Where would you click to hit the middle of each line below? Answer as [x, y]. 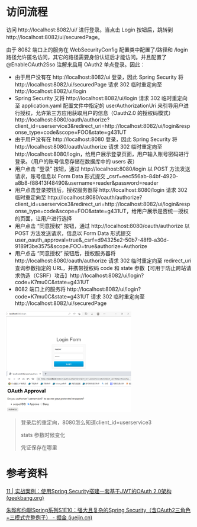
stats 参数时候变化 [43, 435]
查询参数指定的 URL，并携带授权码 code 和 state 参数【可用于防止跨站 [100, 268]
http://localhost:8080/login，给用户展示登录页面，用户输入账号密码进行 [102, 154]
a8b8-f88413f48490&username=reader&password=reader [86, 183]
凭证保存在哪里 [39, 447]
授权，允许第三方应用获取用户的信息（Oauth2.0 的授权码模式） [97, 113]
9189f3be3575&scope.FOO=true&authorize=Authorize [81, 246]
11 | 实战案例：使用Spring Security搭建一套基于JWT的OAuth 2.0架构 [89, 491]
